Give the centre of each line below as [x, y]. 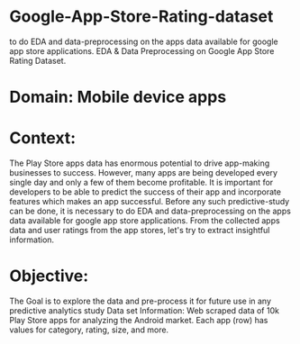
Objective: [49, 276]
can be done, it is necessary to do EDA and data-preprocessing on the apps [150, 211]
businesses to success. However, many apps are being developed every [143, 173]
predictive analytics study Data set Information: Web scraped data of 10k [144, 311]
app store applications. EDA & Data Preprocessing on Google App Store [142, 50]
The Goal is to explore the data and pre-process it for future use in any [141, 301]
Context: [43, 138]
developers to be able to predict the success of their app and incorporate [145, 192]
